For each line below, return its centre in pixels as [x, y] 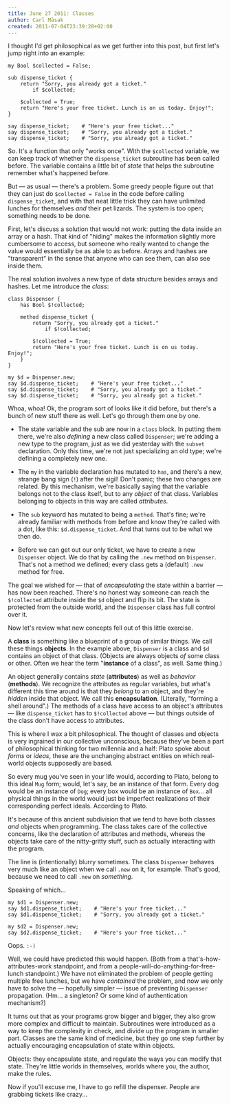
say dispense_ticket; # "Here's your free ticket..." [91, 126]
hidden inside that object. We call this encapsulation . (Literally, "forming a [113, 699]
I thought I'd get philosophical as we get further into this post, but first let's [114, 46]
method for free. [41, 572]
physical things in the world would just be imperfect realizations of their [109, 799]
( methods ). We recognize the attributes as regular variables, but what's [109, 684]
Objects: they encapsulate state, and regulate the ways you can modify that [115, 1059]
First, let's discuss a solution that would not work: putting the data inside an [115, 229]
